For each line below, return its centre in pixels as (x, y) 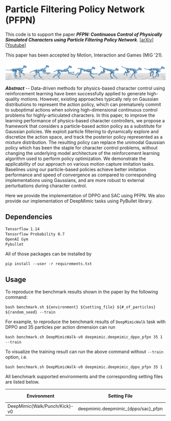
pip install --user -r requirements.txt (49, 264)
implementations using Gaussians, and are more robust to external (75, 180)
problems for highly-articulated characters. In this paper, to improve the (80, 115)
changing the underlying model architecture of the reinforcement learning (82, 153)
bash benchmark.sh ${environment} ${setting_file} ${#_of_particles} (81, 307)
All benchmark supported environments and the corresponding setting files (84, 377)
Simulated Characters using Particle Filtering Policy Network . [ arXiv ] (79, 40)
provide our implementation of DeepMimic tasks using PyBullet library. (79, 201)
